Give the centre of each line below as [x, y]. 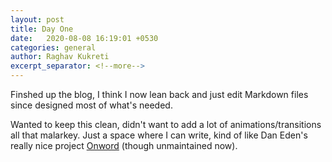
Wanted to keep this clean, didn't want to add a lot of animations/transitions [166, 124]
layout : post [37, 19]
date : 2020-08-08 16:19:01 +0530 [84, 38]
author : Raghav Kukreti [60, 57]
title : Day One [42, 29]
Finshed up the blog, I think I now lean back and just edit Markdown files [159, 94]
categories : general [53, 47]
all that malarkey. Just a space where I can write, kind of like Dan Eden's [159, 135]
